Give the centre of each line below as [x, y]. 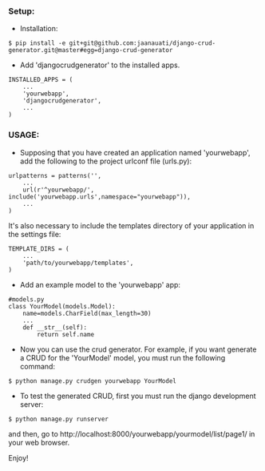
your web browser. [39, 442]
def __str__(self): [55, 327]
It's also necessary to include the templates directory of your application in [131, 225]
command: [38, 366]
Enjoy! [19, 457]
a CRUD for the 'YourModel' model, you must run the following [123, 357]
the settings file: [35, 234]
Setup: [22, 11]
